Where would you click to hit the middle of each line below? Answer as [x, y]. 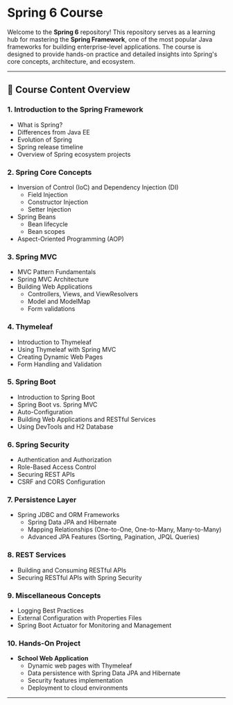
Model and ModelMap [59, 301]
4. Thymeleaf [30, 327]
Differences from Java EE [53, 132]
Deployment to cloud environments [78, 688]
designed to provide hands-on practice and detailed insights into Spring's [112, 54]
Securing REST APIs [46, 475]
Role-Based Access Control [57, 467]
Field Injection [48, 194]
